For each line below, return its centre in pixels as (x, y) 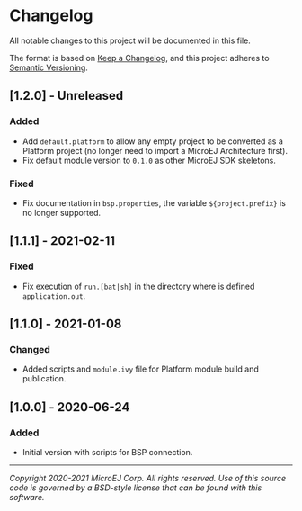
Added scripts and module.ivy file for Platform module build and (140, 369)
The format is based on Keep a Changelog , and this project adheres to (139, 58)
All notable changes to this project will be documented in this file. (130, 40)
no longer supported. (62, 212)
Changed (30, 349)
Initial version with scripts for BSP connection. (107, 452)
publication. (44, 379)
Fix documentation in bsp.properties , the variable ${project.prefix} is (154, 202)
